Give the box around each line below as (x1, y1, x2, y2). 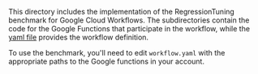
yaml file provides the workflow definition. (8, 32, 148, 42)
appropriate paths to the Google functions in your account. (8, 56, 205, 66)
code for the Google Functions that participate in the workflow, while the (8, 24, 250, 33)
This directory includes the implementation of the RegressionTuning (8, 7, 235, 16)
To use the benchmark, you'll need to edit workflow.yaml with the (8, 48, 226, 57)
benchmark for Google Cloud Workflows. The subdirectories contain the (8, 15, 250, 25)
